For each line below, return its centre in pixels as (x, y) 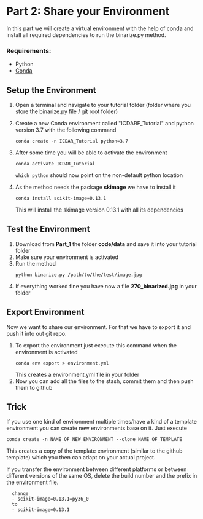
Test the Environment (48, 229)
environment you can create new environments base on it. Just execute (97, 428)
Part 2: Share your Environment (88, 11)
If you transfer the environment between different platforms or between (97, 469)
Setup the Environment (51, 90)
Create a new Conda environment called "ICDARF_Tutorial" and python (105, 124)
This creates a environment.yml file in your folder (77, 374)
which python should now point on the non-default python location (99, 175)
